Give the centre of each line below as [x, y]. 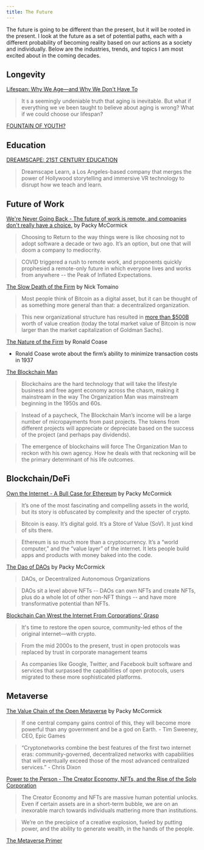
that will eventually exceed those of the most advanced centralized [105, 760]
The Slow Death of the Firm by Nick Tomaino [62, 287]
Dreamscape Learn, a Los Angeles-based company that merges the [106, 172]
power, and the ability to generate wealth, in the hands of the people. [108, 829]
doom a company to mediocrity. [61, 250]
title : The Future [30, 12]
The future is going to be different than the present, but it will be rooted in [98, 29]
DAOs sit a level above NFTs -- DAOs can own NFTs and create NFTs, [108, 590]
